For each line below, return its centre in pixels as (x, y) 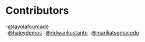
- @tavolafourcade (27, 26)
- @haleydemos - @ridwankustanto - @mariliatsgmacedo (72, 32)
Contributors (37, 11)
